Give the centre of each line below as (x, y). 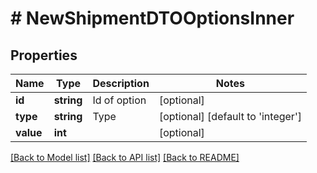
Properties (44, 55)
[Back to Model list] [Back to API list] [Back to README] (125, 157)
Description (121, 83)
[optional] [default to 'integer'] (230, 116)
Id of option (119, 100)
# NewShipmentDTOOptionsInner (152, 18)
